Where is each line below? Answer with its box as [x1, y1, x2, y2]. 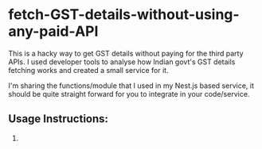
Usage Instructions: [8, 113, 109, 126]
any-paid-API [8, 22, 99, 40]
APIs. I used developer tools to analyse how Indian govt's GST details [8, 57, 236, 67]
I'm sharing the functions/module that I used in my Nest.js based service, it [8, 81, 255, 90]
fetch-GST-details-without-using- [8, 6, 240, 24]
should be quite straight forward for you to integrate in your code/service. [8, 89, 250, 98]
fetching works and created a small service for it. [8, 65, 169, 74]
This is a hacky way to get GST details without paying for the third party [8, 48, 244, 58]
